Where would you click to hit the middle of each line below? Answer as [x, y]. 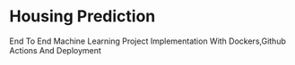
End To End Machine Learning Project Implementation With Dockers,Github [148, 41]
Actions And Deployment [55, 50]
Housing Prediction [82, 16]
